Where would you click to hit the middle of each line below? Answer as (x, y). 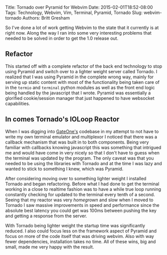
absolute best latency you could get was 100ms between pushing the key (81, 210)
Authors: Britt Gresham (46, 18)
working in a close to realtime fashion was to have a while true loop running (83, 189)
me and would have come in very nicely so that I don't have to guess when (82, 153)
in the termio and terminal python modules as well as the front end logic (80, 87)
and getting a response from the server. (46, 216)
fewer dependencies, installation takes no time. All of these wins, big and (81, 241)
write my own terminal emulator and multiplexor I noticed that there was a (81, 137)
